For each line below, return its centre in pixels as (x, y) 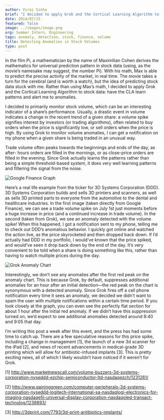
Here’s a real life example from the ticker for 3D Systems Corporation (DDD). (82, 187)
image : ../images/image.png (34, 28)
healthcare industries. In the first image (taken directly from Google (73, 203)
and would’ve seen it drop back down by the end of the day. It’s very (74, 245)
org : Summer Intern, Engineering (39, 32)
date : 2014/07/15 (23, 19)
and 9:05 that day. (24, 322)
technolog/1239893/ (26, 402)
